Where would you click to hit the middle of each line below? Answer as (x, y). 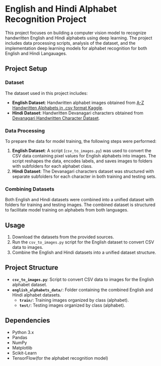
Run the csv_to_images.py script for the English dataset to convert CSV (83, 242)
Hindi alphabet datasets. (36, 295)
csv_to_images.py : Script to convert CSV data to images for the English (83, 279)
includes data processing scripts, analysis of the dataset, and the (70, 43)
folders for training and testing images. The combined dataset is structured (80, 205)
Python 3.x (23, 332)
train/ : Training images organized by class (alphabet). (74, 300)
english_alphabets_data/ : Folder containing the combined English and (82, 290)
